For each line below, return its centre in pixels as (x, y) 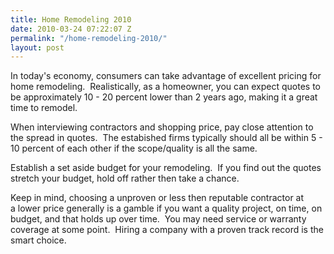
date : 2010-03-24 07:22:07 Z (71, 29)
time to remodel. (44, 108)
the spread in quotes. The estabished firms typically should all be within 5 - (166, 138)
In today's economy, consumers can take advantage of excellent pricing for (166, 76)
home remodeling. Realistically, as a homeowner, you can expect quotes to (166, 87)
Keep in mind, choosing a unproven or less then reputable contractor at (157, 198)
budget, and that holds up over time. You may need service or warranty (158, 219)
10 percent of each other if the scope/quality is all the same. (134, 148)
